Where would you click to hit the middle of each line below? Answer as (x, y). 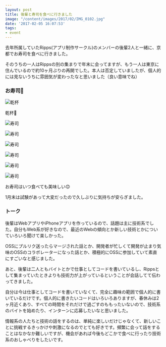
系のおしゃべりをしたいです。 (35, 340)
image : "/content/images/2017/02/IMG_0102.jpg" (55, 19)
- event (13, 33)
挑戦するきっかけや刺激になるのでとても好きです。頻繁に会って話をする (87, 327)
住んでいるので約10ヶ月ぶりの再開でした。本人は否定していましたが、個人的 (83, 70)
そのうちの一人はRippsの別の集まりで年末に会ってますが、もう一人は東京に (82, 64)
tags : (11, 28)
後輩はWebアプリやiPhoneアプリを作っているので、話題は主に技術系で (77, 223)
